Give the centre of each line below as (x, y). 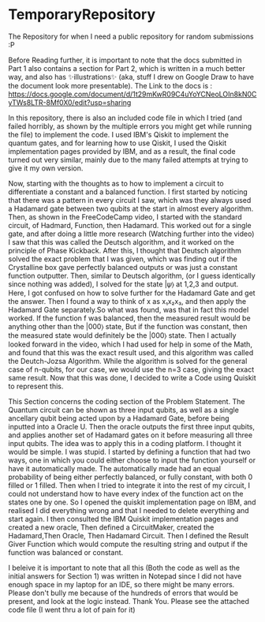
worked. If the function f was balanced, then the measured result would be (129, 318)
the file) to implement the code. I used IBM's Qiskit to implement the (118, 134)
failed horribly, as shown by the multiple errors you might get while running (130, 126)
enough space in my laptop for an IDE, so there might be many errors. (121, 584)
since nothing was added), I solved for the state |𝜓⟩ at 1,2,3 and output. (123, 284)
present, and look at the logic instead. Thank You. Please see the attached (129, 601)
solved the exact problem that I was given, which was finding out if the (123, 259)
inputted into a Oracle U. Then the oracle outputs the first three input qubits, (131, 426)
